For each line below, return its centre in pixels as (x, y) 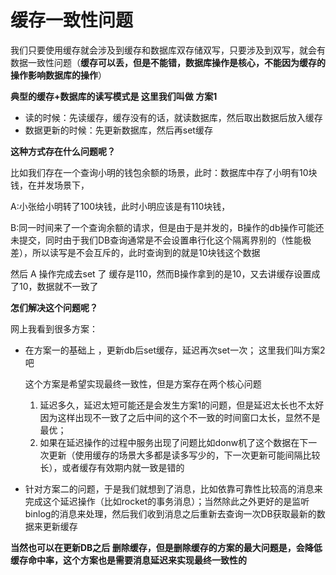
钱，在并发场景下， (50, 185)
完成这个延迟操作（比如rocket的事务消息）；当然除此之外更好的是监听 (167, 501)
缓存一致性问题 (72, 20)
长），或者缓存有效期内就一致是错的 (112, 467)
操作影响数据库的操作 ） (58, 75)
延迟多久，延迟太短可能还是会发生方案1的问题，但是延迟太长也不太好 (182, 405)
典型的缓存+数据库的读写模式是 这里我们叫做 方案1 (114, 96)
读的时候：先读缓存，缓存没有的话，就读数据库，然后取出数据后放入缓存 (173, 117)
